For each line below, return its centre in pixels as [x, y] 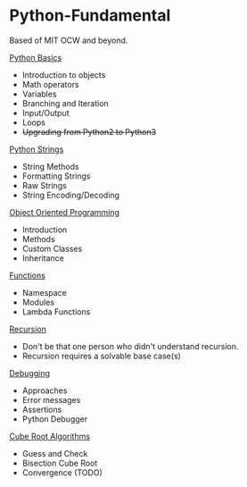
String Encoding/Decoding [71, 195]
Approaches [45, 390]
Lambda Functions [56, 311]
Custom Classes [52, 248]
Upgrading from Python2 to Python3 [89, 131]
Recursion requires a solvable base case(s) [101, 356]
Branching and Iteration [65, 103]
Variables [39, 94]
